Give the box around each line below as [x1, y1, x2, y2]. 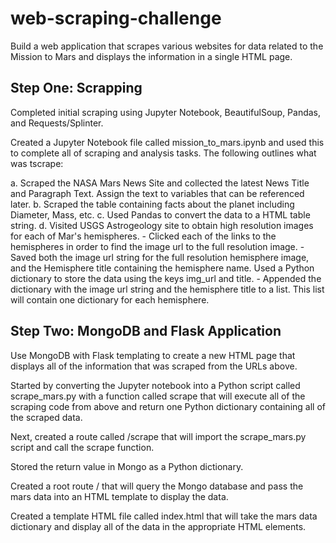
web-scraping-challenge [10, 7, 222, 30]
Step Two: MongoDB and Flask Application [10, 323, 282, 340]
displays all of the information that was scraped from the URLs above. [10, 360, 298, 372]
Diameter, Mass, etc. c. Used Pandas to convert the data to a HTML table [10, 208, 311, 221]
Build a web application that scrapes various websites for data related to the [10, 40, 324, 52]
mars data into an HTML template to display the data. [10, 490, 229, 502]
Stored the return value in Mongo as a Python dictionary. [10, 460, 244, 472]
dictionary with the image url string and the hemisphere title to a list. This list [10, 283, 325, 295]
